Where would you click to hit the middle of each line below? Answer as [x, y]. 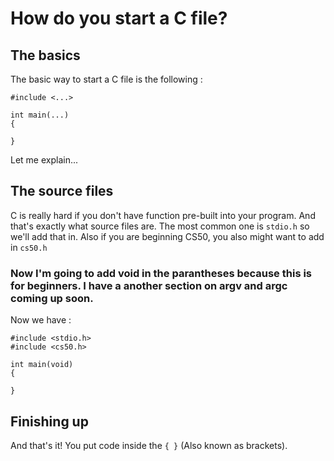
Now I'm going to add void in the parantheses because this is [161, 273]
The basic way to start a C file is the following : [106, 79]
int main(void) [42, 365]
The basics [45, 55]
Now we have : [41, 320]
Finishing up [49, 421]
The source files [62, 191]
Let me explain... [44, 160]
